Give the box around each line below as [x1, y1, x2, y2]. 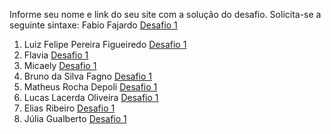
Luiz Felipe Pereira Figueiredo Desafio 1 [23, 39, 187, 50]
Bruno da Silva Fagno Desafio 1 [23, 70, 153, 82]
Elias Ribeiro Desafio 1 [23, 102, 116, 114]
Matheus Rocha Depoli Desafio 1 [23, 81, 158, 93]
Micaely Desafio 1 [23, 60, 97, 71]
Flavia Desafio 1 [23, 49, 89, 61]
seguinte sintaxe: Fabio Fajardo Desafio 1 [9, 19, 178, 31]
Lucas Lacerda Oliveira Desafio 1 [23, 92, 159, 103]
